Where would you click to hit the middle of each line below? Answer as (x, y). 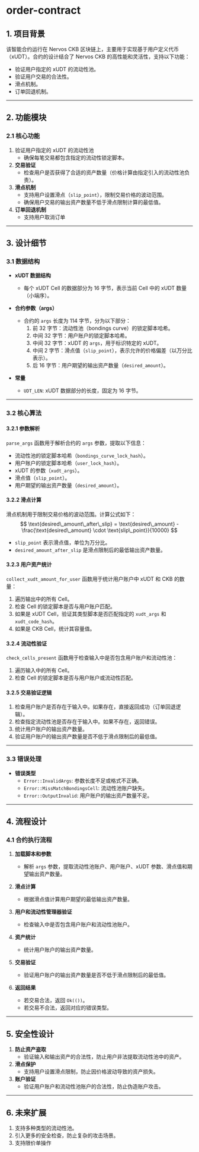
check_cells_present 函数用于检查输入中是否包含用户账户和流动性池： (92, 658)
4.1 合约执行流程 (29, 840)
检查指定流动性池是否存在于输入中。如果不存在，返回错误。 (87, 722)
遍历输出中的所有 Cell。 (44, 599)
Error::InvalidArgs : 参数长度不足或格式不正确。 (83, 780)
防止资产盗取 (30, 1049)
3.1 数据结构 (23, 261)
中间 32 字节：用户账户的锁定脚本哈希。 (81, 336)
